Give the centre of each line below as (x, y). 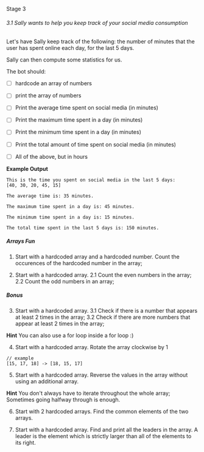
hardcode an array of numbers (54, 83)
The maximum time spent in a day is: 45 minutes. (71, 206)
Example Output (27, 169)
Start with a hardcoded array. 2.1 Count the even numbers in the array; (103, 275)
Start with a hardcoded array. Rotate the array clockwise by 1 (92, 347)
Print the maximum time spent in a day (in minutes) (79, 120)
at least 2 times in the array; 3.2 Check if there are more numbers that (103, 317)
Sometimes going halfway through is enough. (63, 399)
